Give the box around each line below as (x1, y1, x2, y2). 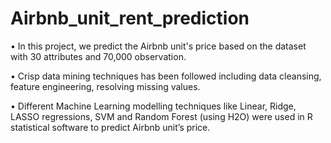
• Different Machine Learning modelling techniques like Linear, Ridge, (10, 100, 297, 112)
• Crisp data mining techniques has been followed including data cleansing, (10, 70, 322, 82)
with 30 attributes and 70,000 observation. (10, 50, 187, 62)
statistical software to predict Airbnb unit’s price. (10, 121, 211, 133)
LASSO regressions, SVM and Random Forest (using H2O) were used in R (10, 110, 313, 122)
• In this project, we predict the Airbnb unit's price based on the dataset (10, 40, 307, 52)
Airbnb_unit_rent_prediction (10, 7, 250, 30)
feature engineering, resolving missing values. (10, 80, 201, 92)
